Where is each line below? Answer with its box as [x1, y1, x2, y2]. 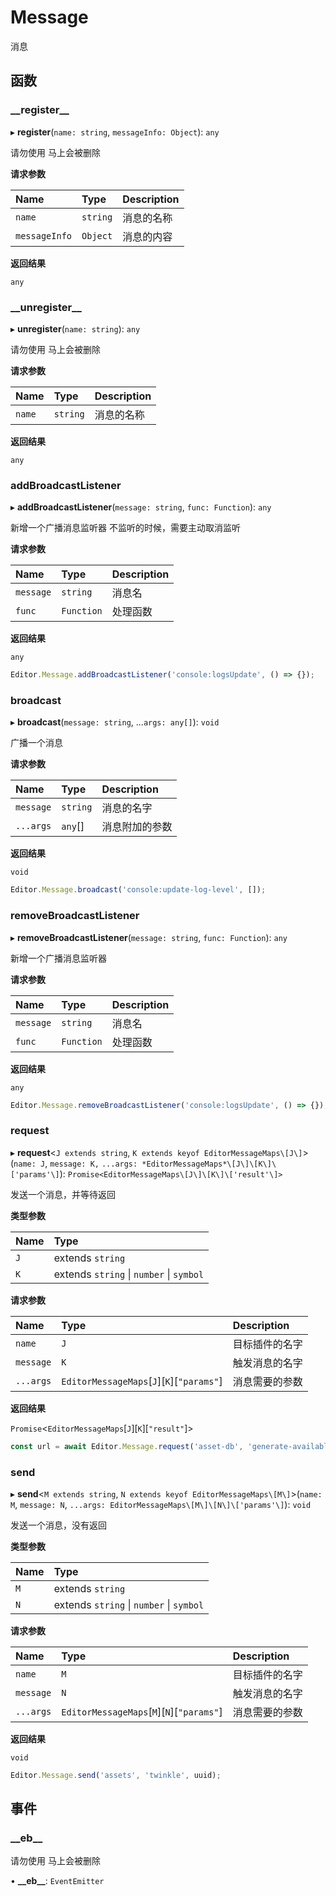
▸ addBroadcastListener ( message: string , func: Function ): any [10, 501, 272, 513]
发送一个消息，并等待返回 [10, 1188, 116, 1200]
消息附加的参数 [101, 820, 173, 834]
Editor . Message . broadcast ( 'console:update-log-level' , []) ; [10, 885, 267, 895]
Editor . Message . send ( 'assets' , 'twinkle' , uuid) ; [10, 1770, 222, 1780]
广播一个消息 [10, 737, 63, 749]
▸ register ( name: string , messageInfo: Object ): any [10, 126, 220, 138]
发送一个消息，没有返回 [10, 1519, 107, 1531]
